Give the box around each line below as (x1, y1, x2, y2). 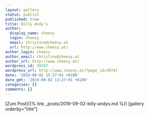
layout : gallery (5, 7, 39, 13)
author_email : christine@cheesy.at (5, 54, 80, 59)
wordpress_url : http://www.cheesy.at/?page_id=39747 (5, 68, 118, 73)
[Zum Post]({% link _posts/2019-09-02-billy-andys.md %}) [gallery (5, 100, 144, 106)
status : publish (5, 12, 39, 17)
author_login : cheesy (5, 49, 51, 54)
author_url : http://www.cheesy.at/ (5, 59, 80, 64)
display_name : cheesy (10, 31, 55, 36)
